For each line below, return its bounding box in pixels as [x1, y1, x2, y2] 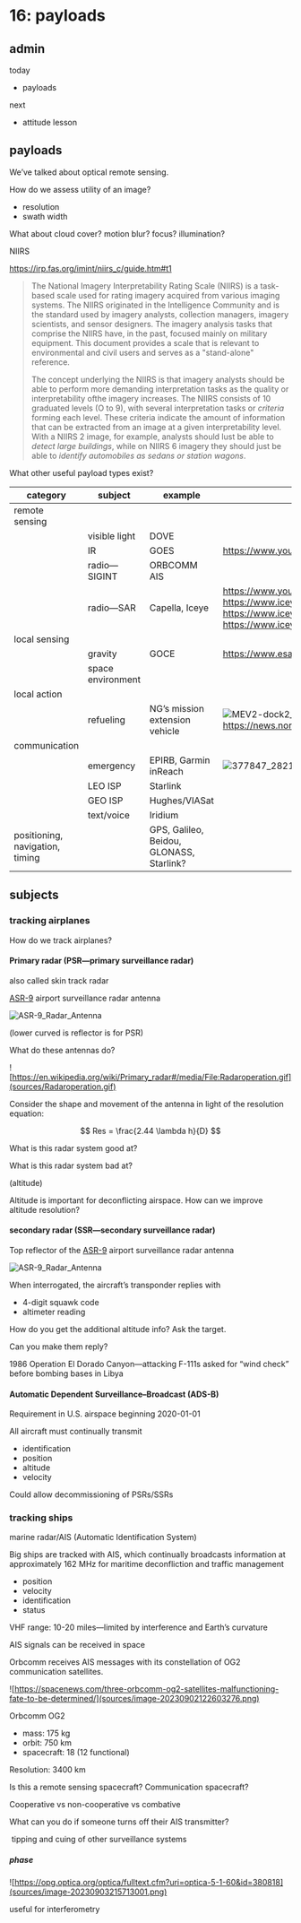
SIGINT [88, 570, 118, 583]
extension [149, 714, 191, 726]
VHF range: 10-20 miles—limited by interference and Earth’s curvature [9, 1622, 269, 1633]
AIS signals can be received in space [9, 1640, 146, 1650]
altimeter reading [21, 1306, 86, 1317]
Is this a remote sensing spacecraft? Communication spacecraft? [9, 1781, 249, 1793]
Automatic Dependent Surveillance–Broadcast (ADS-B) [9, 1389, 219, 1399]
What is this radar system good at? [9, 1142, 138, 1153]
